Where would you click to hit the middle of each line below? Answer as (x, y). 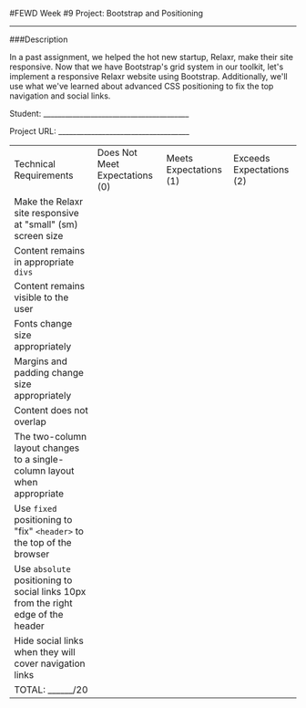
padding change (49, 373)
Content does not (51, 410)
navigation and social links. (60, 96)
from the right (43, 603)
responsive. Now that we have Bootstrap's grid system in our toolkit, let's (147, 67)
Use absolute (42, 569)
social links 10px (50, 592)
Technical (35, 164)
